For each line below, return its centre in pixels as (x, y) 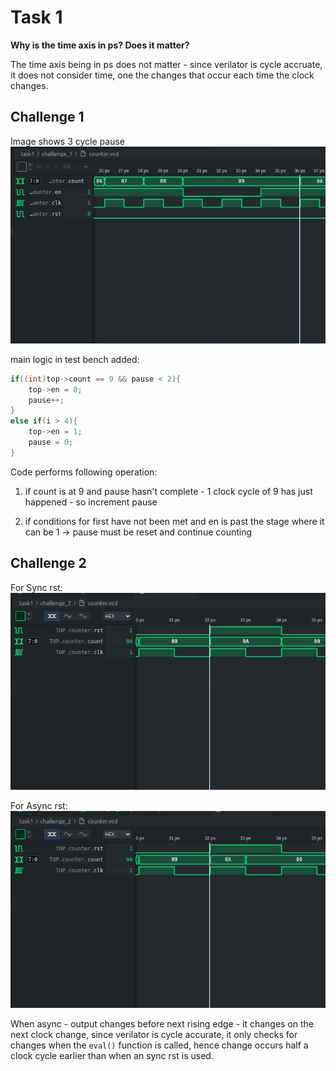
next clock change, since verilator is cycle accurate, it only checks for (154, 1034)
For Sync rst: (36, 587)
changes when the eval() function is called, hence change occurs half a (159, 1045)
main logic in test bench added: (75, 359)
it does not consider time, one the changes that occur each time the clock (162, 75)
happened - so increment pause (91, 502)
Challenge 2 (48, 563)
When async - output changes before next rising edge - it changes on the (162, 1023)
